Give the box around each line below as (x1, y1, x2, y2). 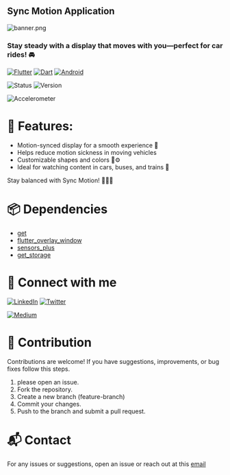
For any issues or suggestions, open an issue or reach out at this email (7, 459, 207, 468)
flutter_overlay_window (16, 236, 82, 244)
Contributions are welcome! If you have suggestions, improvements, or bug (7, 357, 220, 365)
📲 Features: (7, 119, 73, 134)
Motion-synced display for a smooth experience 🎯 (16, 141, 159, 149)
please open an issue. (16, 378, 79, 386)
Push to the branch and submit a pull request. (16, 407, 146, 415)
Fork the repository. (16, 385, 73, 393)
